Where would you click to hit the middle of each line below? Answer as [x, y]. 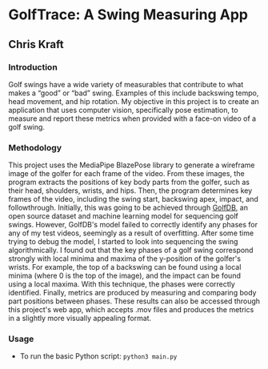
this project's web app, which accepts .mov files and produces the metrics [131, 310]
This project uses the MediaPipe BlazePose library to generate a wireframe [132, 165]
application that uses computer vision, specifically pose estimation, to [123, 110]
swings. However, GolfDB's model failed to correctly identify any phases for [133, 225]
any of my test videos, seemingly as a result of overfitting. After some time [131, 233]
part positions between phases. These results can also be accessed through [134, 301]
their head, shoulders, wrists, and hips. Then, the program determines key [130, 191]
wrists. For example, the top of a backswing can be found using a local [125, 267]
